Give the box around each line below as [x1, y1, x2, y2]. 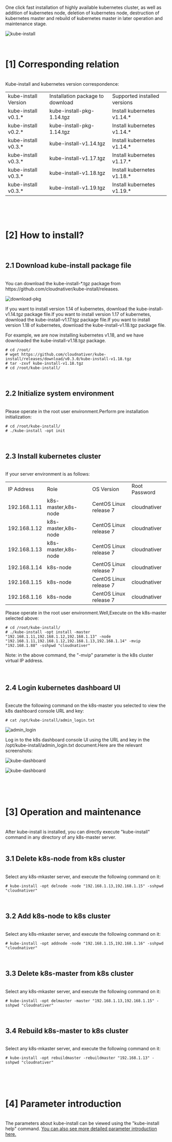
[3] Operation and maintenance [5, 806, 141, 818]
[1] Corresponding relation [5, 58, 119, 70]
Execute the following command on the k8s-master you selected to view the [5, 702, 166, 708]
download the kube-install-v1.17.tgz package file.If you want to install [5, 317, 150, 323]
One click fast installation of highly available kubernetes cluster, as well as [5, 5, 162, 10]
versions [112, 99, 133, 106]
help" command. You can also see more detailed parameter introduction [5, 1126, 157, 1132]
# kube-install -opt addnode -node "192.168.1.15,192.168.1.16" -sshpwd [5, 941, 164, 946]
